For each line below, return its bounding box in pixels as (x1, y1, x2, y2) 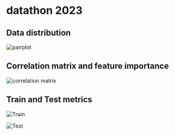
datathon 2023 (6, 4, 83, 17)
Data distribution (6, 28, 71, 38)
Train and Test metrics (6, 95, 92, 105)
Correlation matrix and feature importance (6, 61, 169, 71)
